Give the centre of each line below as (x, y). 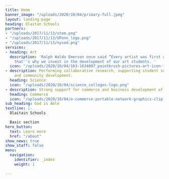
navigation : (22, 155)
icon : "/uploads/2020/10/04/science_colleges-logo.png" (69, 85)
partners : (16, 29)
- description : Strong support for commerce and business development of (84, 89)
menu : (11, 150)
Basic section (24, 122)
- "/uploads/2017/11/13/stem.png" (41, 33)
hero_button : (19, 127)
